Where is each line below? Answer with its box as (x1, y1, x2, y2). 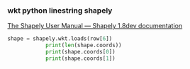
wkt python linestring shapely (7, 6, 113, 15)
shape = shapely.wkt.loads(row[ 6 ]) (7, 35, 113, 42)
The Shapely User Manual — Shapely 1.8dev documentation (7, 22, 183, 30)
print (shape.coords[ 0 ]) (45, 49, 116, 56)
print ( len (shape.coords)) (45, 42, 122, 49)
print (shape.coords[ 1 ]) (45, 55, 116, 62)
